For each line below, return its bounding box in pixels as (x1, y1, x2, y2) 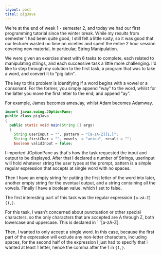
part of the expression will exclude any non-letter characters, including (5, 234, 147, 240)
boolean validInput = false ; (14, 141, 73, 146)
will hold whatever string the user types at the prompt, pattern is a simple (5, 160, 152, 166)
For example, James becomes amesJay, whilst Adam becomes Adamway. (5, 100, 153, 106)
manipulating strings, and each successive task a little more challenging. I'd (5, 60, 157, 66)
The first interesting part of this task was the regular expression (5, 194, 133, 200)
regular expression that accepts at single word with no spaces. (5, 165, 131, 171)
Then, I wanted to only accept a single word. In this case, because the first (5, 229, 155, 235)
